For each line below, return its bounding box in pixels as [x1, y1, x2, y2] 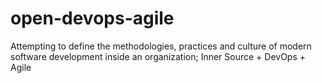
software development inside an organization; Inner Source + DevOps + [10, 50, 307, 62]
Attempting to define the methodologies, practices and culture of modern [10, 40, 312, 52]
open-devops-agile [10, 7, 175, 30]
